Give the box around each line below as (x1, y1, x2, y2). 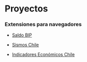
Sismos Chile (11, 42, 39, 48)
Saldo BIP (11, 32, 32, 38)
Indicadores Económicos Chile (11, 51, 75, 57)
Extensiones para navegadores (4, 21, 82, 28)
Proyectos (4, 3, 48, 14)
